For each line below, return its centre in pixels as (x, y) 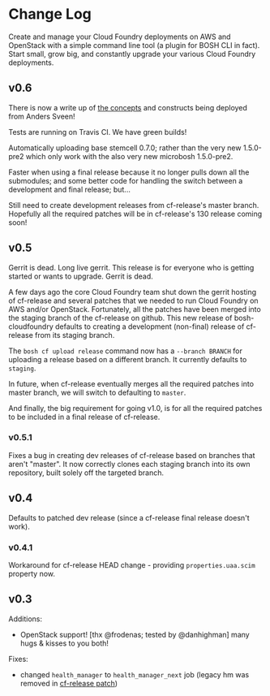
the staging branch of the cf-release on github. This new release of (120, 318)
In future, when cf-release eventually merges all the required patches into (131, 383)
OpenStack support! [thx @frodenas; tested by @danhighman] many (135, 634)
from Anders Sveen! (42, 116)
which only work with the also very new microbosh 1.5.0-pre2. (129, 156)
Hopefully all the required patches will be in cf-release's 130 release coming (135, 214)
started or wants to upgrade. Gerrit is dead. (81, 276)
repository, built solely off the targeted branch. (86, 473)
